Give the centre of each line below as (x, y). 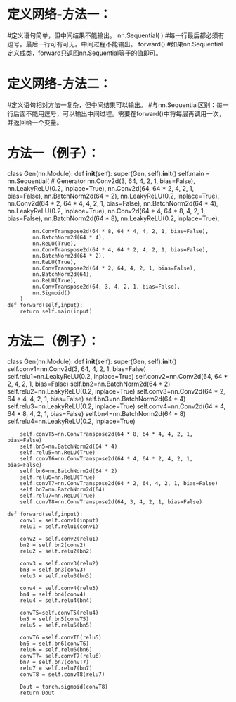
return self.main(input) (56, 311)
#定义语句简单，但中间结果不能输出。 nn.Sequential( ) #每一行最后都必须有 (116, 35)
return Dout (37, 693)
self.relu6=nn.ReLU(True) (58, 477)
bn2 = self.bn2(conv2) (53, 545)
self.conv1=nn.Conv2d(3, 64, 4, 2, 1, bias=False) (77, 369)
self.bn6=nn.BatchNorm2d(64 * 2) (69, 471)
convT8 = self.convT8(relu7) (63, 674)
